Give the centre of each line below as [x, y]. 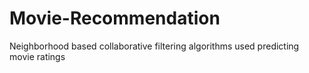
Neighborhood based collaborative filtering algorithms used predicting [154, 46]
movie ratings [37, 56]
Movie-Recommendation [115, 18]
